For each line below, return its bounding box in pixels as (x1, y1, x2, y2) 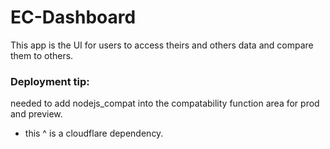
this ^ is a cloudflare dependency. (24, 127, 164, 140)
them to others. (10, 49, 74, 61)
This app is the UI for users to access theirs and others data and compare (10, 39, 314, 51)
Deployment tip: (10, 74, 90, 88)
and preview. (10, 108, 63, 120)
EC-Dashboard (10, 6, 137, 29)
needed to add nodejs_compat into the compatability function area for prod (10, 97, 320, 110)
